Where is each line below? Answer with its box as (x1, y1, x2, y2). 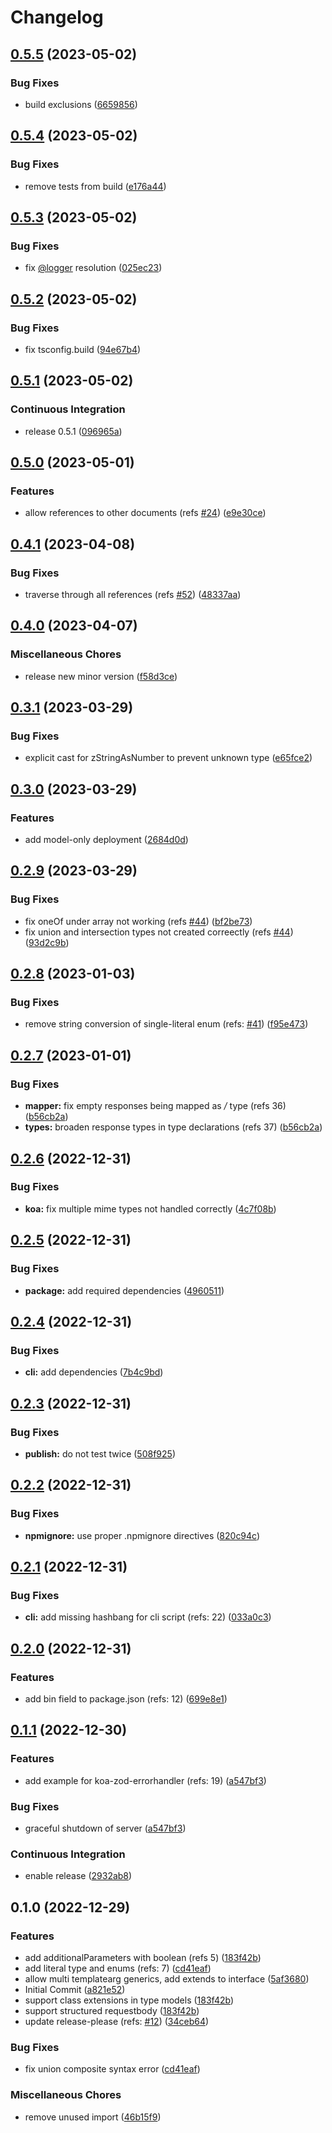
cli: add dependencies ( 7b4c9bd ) (24, 1366, 164, 1378)
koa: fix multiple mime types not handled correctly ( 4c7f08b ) (24, 1202, 277, 1215)
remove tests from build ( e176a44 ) (24, 180, 167, 192)
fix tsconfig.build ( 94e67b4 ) (24, 343, 142, 355)
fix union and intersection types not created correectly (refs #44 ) (24, 926, 294, 938)
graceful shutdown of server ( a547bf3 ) (24, 1822, 187, 1834)
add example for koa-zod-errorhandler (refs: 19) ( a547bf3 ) (24, 1774, 267, 1786)
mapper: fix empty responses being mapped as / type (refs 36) (24, 1100, 287, 1112)
